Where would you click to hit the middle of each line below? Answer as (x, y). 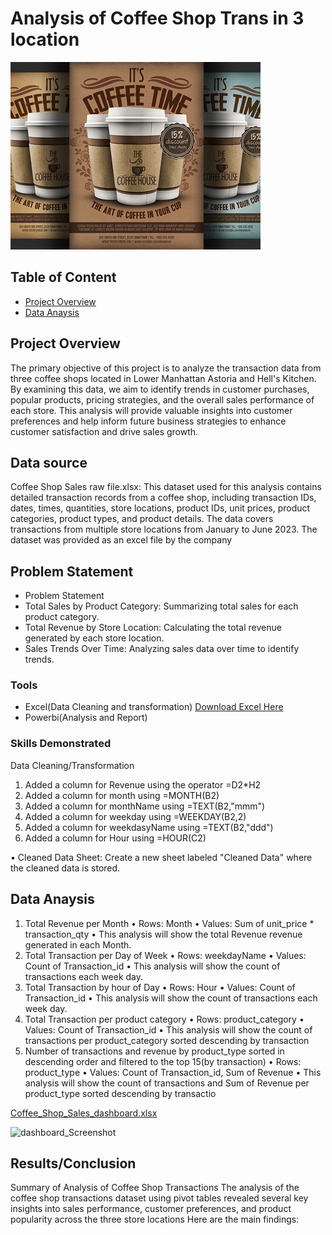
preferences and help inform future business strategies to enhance (148, 421)
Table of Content (63, 277)
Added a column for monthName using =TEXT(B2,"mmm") (145, 806)
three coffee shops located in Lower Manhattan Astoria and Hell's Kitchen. (163, 378)
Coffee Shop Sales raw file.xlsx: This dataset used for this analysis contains (166, 487)
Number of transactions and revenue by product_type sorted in (154, 1051)
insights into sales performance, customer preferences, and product (151, 1209)
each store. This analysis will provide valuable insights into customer (151, 410)
